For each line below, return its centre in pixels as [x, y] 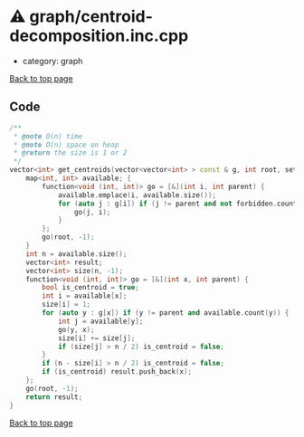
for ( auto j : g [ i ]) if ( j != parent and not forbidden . [167, 204]
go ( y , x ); [76, 329]
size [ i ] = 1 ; [66, 305]
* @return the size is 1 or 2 [70, 153]
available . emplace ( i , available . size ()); [137, 195]
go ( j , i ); [92, 212]
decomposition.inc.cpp [99, 36]
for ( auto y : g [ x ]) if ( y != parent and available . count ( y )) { [166, 313]
